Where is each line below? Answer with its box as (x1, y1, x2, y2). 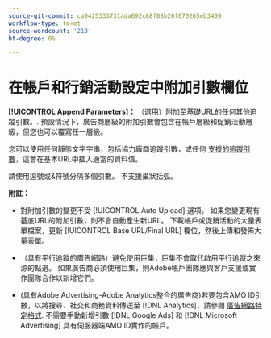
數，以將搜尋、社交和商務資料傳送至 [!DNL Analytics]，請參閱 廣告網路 (19, 300, 256, 311)
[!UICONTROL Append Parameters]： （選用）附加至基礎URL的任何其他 (8, 106, 251, 117)
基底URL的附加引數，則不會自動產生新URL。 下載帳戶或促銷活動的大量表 (19, 215, 262, 226)
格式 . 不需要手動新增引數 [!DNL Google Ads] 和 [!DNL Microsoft (27, 311, 238, 320)
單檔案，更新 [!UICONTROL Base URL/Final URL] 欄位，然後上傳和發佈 (19, 226, 255, 236)
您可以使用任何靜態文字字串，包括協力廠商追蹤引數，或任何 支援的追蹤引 (8, 144, 251, 154)
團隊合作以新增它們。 (27, 273, 98, 283)
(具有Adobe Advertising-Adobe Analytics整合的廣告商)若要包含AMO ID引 (19, 290, 263, 300)
